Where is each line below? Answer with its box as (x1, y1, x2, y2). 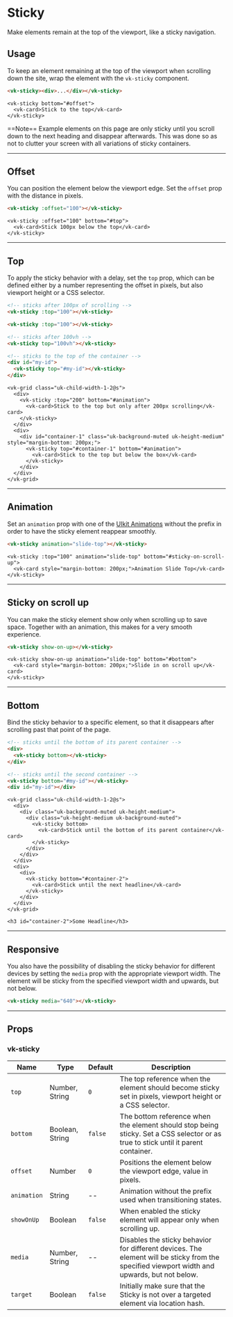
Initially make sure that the (119, 1281, 206, 1291)
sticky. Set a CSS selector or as (119, 1128, 222, 1138)
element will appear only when (119, 1215, 220, 1224)
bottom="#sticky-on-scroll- (143, 553, 225, 560)
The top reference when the (119, 1073, 211, 1083)
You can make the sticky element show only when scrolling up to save (7, 615, 207, 623)
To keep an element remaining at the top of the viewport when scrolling (7, 66, 212, 74)
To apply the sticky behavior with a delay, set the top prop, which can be (7, 273, 215, 282)
